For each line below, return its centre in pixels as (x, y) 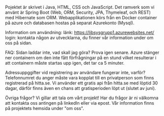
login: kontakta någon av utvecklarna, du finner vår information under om (79, 38)
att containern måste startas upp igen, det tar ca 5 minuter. (65, 63)
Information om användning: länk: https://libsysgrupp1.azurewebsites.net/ (80, 32)
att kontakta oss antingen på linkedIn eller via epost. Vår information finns (80, 103)
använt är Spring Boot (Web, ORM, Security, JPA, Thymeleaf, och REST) (78, 12)
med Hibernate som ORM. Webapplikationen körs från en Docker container (81, 18)
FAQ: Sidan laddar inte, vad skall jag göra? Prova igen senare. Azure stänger (82, 52)
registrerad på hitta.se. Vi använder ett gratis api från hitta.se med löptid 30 (82, 83)
